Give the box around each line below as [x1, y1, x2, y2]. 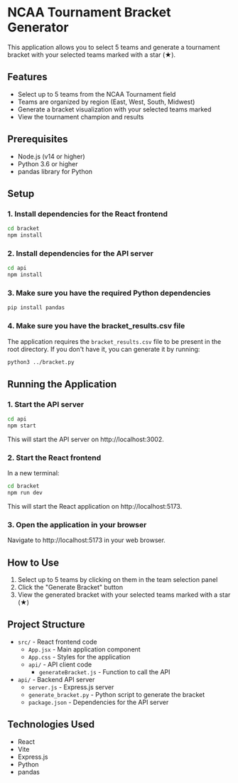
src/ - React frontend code [17, 637, 97, 646]
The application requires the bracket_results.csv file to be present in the [7, 337, 222, 345]
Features [7, 71, 48, 83]
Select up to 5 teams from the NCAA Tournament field [17, 90, 176, 98]
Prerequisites [7, 133, 68, 146]
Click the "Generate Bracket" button [17, 583, 124, 591]
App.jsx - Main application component [28, 644, 141, 654]
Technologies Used [7, 718, 94, 730]
